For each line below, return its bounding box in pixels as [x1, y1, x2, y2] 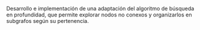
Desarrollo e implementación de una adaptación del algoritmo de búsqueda [6, 5, 195, 12]
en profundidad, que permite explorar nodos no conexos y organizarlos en [6, 11, 192, 18]
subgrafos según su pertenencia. [6, 18, 89, 24]
